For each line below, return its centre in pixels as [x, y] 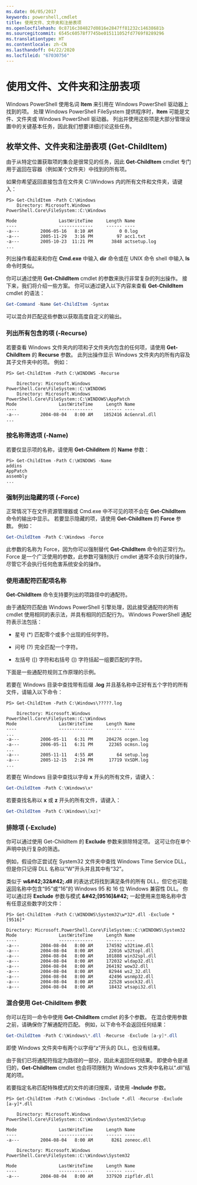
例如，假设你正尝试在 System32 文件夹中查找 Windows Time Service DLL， [98, 861]
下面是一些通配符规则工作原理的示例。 [52, 672]
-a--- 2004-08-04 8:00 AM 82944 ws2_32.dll [79, 972]
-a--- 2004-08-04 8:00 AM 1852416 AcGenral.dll [81, 414]
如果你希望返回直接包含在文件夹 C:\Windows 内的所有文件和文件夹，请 [92, 182]
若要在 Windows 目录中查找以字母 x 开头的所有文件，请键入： [81, 777]
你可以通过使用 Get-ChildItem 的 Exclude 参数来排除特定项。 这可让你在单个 [98, 841]
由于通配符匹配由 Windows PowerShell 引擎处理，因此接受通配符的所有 [92, 607]
